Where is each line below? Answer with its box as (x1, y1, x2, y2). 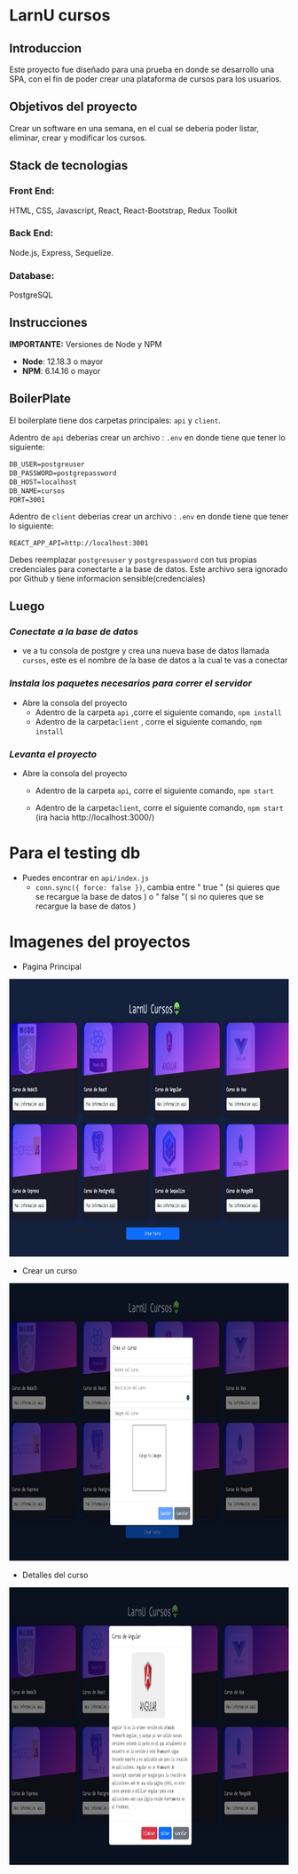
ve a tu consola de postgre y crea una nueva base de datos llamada (21, 646, 270, 656)
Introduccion (9, 41, 82, 56)
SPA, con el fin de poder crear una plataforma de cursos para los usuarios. (9, 74, 282, 84)
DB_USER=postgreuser (9, 459, 86, 469)
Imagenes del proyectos (9, 932, 191, 952)
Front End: (9, 185, 55, 197)
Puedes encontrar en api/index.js (21, 872, 149, 883)
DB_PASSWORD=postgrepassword (9, 468, 117, 478)
